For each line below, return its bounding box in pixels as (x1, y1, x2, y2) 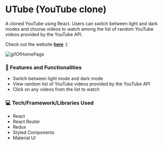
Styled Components (12, 129, 55, 135)
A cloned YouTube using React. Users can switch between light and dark (5, 20, 158, 27)
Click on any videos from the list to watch (12, 86, 100, 92)
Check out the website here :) (5, 41, 68, 47)
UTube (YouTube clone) (5, 4, 107, 15)
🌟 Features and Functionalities (5, 64, 82, 71)
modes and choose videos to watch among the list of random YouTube (5, 26, 154, 32)
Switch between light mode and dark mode (12, 76, 103, 82)
